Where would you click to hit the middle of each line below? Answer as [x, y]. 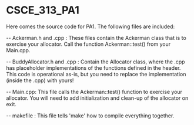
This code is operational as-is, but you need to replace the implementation [96, 74]
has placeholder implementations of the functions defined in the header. [93, 67]
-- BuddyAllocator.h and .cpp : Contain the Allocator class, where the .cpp [96, 62]
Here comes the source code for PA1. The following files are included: [91, 26]
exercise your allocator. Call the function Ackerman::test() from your [88, 44]
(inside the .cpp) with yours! [40, 80]
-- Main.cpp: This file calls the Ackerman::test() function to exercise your [94, 92]
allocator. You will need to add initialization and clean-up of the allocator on [97, 98]
